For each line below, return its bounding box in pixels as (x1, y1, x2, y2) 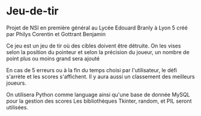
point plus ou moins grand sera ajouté (6, 55, 100, 62)
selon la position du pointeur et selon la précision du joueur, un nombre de (6, 48, 190, 55)
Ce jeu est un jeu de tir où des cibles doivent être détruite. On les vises (6, 42, 181, 49)
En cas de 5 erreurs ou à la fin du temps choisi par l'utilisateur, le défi (6, 66, 177, 73)
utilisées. (6, 103, 29, 111)
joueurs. (6, 79, 27, 87)
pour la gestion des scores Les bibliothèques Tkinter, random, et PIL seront (6, 97, 192, 105)
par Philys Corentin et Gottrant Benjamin (6, 30, 106, 37)
